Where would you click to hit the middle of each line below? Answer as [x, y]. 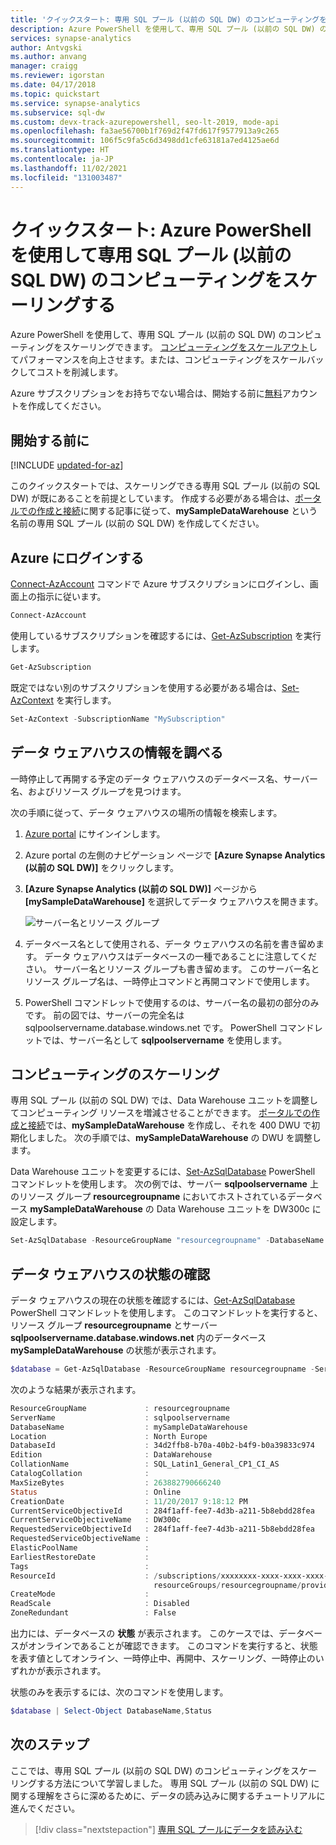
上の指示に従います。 [62, 597]
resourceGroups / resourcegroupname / [227, 1585]
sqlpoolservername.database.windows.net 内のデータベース [138, 1337]
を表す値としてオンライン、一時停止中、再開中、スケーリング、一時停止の [163, 1658]
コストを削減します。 [80, 372]
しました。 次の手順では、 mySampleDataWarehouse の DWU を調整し [174, 1138]
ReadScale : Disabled [100, 1604]
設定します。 [36, 1222]
